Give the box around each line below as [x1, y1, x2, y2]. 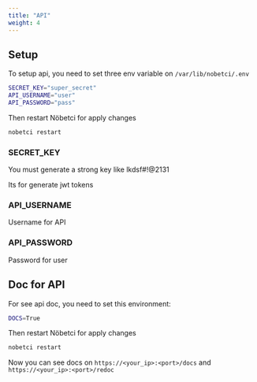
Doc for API [8, 278, 65, 291]
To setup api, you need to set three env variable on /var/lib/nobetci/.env [8, 69, 250, 79]
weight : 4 [8, 19, 41, 27]
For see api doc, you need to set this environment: [8, 299, 171, 308]
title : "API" [8, 11, 51, 20]
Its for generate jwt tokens [8, 180, 94, 190]
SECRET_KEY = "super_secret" [8, 84, 97, 92]
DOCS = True [8, 314, 41, 322]
